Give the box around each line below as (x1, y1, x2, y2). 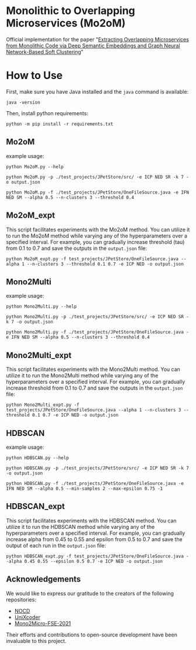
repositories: (6, 596, 37, 603)
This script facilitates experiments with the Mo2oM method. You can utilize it (6, 226, 190, 233)
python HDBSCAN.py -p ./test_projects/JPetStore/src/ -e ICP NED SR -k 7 (6, 465, 190, 471)
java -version (6, 99, 41, 105)
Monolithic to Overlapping (6, 4, 135, 18)
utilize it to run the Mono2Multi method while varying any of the (6, 372, 159, 379)
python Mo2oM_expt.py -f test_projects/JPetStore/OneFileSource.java (6, 256, 179, 262)
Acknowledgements (6, 575, 81, 584)
